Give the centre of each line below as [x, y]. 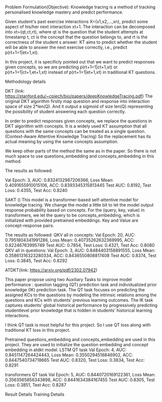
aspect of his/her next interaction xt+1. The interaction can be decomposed [80, 27]
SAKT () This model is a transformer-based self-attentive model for [72, 200]
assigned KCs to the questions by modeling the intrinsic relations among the [81, 295]
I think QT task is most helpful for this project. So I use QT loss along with [78, 325]
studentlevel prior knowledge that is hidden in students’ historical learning [79, 310]
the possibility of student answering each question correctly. [66, 112]
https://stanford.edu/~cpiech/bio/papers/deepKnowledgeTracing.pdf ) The [79, 96]
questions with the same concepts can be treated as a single [66, 131]
